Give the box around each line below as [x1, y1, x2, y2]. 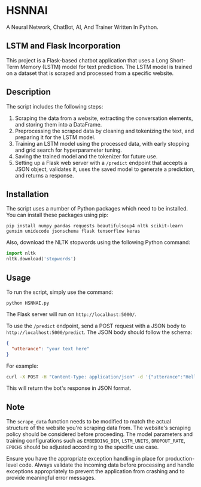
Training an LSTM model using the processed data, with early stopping [14, 140, 190, 147]
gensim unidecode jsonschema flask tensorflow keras [6, 229, 141, 235]
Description [6, 87, 51, 97]
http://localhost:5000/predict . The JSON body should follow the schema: [6, 328, 193, 336]
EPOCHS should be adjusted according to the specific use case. [6, 443, 159, 450]
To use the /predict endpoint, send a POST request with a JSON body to [6, 322, 187, 329]
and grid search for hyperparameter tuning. [14, 146, 123, 154]
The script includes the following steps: [6, 103, 103, 110]
